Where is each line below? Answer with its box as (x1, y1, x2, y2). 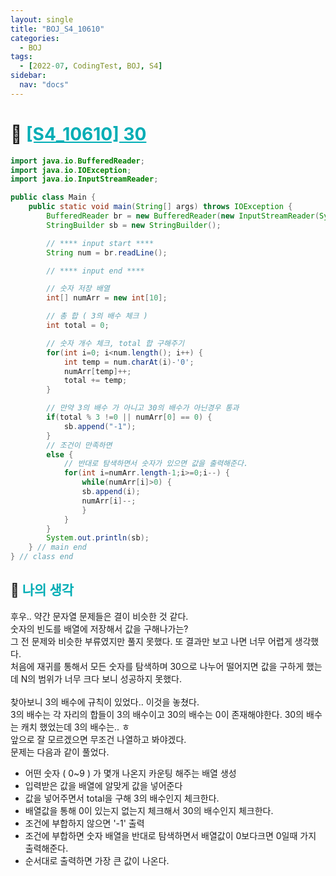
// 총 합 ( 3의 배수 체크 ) (46, 311, 148, 321)
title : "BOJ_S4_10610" (10, 24, 105, 34)
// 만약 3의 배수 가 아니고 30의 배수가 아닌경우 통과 (46, 403, 240, 413)
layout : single (10, 14, 74, 25)
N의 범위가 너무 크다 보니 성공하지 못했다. (20, 672, 182, 685)
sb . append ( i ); (81, 487, 141, 497)
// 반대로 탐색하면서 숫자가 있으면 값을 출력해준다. (63, 459, 249, 469)
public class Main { (10, 192, 97, 203)
